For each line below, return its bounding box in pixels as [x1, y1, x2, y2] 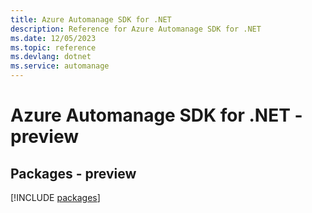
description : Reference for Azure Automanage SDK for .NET [10, 24, 262, 34]
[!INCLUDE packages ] [10, 192, 101, 203]
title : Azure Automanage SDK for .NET [10, 14, 172, 25]
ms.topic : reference [10, 42, 97, 53]
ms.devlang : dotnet [10, 52, 92, 62]
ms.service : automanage [10, 61, 110, 71]
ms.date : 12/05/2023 [10, 33, 97, 43]
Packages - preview [10, 165, 137, 182]
